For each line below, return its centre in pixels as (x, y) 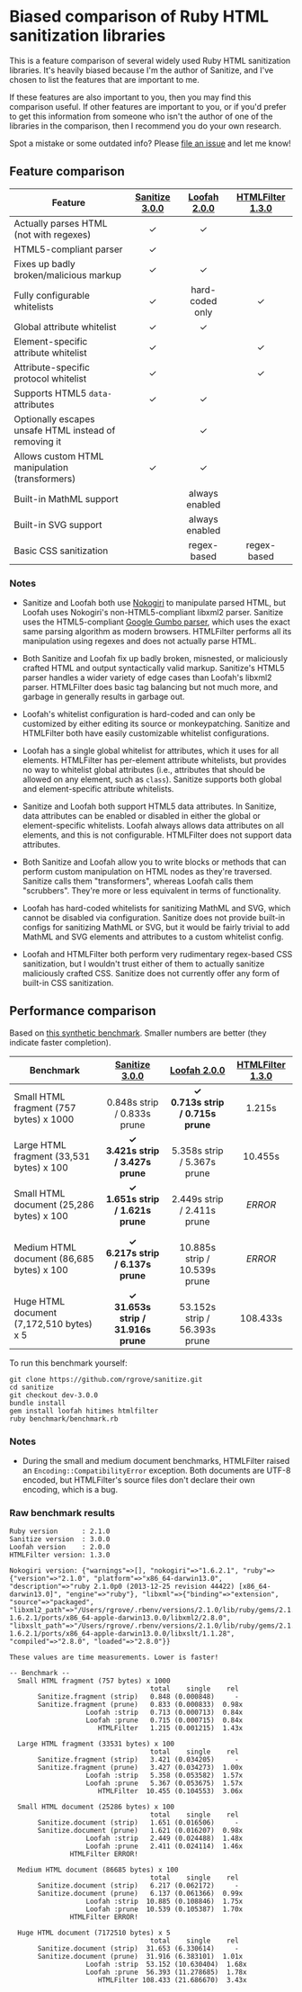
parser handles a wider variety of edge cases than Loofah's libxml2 (147, 677)
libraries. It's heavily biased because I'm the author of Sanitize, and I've (142, 70)
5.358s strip (197, 1151)
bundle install (38, 1403)
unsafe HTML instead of (65, 430)
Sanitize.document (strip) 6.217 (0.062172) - (138, 1886)
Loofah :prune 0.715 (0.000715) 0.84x (164, 1720)
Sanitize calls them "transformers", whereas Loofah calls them (138, 881)
